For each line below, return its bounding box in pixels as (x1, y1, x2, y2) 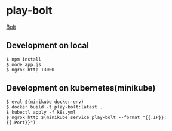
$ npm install (6, 56, 42, 63)
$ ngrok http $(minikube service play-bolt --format (6, 114, 140, 120)
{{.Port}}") (6, 120, 36, 126)
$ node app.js (6, 61, 42, 67)
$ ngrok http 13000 (6, 67, 55, 73)
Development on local (6, 40, 90, 51)
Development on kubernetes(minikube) (6, 83, 156, 93)
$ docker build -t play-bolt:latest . (6, 104, 103, 110)
